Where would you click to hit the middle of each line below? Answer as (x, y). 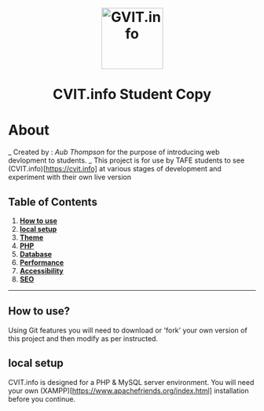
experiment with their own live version (70, 177)
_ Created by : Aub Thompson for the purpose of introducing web (114, 152)
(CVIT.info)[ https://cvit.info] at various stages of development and (115, 169)
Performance (42, 262)
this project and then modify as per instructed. (83, 338)
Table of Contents (53, 202)
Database (36, 254)
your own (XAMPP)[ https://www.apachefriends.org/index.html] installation (128, 391)
